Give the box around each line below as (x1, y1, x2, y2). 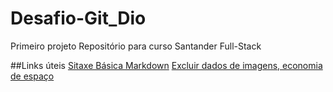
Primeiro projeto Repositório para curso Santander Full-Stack (10, 40, 262, 52)
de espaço (10, 70, 55, 82)
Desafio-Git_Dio (10, 7, 147, 30)
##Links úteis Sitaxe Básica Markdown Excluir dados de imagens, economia (10, 59, 323, 71)
